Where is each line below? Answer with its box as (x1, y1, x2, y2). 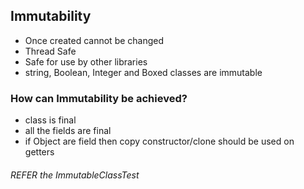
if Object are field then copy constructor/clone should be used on (24, 135, 295, 148)
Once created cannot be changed (24, 34, 165, 46)
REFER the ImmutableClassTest (10, 169, 140, 181)
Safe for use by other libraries (24, 55, 148, 68)
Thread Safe (24, 45, 77, 57)
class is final (24, 114, 77, 126)
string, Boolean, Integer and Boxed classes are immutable (24, 66, 263, 78)
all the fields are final (24, 125, 112, 137)
